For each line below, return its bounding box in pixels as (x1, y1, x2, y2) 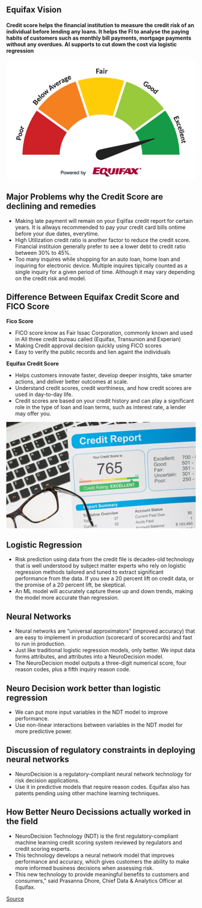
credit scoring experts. (14, 845, 72, 852)
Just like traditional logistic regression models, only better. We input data (14, 647, 195, 654)
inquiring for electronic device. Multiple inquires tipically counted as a (14, 261, 188, 269)
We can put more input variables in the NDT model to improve (14, 708, 168, 716)
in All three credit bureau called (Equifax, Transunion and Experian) (14, 335, 182, 343)
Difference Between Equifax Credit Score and (6, 292, 180, 302)
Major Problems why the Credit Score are (6, 192, 164, 202)
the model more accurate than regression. (14, 594, 119, 602)
